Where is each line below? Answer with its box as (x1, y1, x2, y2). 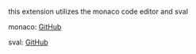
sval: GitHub (8, 37, 49, 47)
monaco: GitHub (8, 22, 62, 31)
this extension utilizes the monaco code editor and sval (8, 7, 189, 16)
